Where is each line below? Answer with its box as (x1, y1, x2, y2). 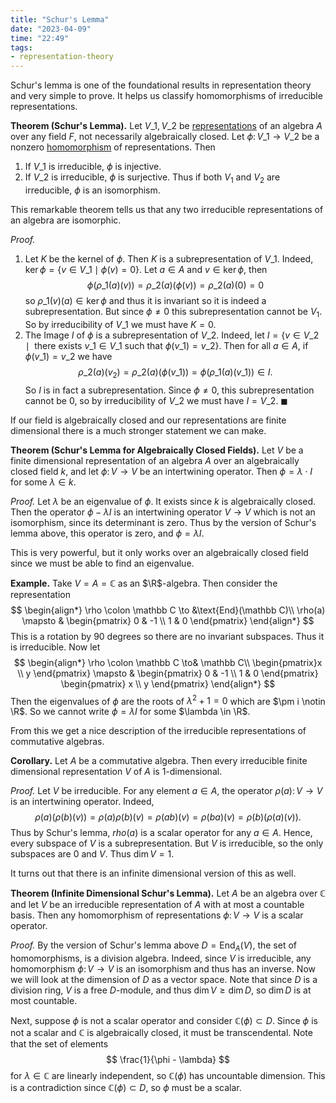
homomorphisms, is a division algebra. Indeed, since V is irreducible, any (10, 952, 312, 964)
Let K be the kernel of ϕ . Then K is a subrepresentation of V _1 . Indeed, (24, 252, 314, 265)
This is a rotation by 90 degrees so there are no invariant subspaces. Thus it (10, 630, 325, 642)
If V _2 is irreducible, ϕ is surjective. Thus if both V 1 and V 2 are (24, 171, 281, 185)
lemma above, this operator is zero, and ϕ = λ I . (10, 527, 205, 539)
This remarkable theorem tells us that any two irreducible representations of (10, 203, 324, 215)
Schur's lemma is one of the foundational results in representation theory (10, 79, 312, 91)
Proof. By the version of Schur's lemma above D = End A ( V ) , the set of (10, 939, 297, 953)
